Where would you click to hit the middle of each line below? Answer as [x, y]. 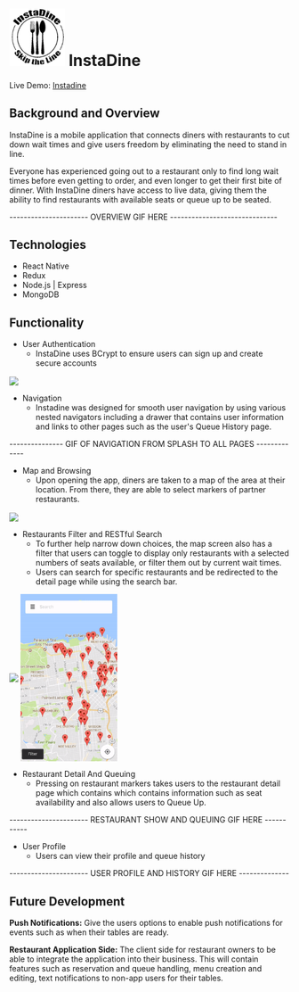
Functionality [47, 322]
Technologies [48, 244]
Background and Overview [85, 114]
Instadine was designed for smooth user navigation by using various [161, 408]
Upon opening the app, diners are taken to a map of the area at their [160, 480]
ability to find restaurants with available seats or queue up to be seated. [140, 199]
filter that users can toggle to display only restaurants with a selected [162, 553]
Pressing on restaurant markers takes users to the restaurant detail [158, 783]
